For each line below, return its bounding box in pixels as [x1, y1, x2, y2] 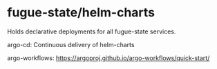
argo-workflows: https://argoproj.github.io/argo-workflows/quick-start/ [7, 53, 210, 62]
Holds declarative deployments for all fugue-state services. [7, 27, 176, 36]
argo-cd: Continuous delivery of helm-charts [7, 40, 135, 49]
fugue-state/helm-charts [7, 5, 155, 20]
